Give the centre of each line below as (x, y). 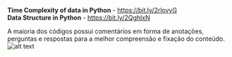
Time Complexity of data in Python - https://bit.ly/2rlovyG (92, 10)
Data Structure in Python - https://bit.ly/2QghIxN (79, 18)
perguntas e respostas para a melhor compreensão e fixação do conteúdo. (116, 39)
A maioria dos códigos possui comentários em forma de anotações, (106, 31)
